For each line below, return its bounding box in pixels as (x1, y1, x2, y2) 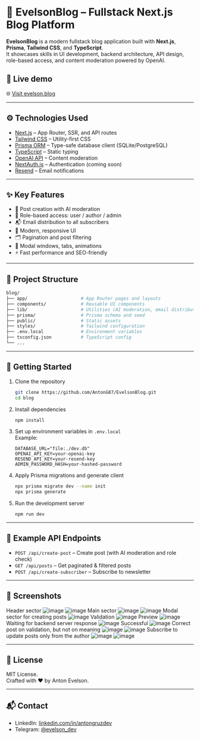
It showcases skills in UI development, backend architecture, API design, (6, 50, 185, 57)
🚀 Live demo (6, 74, 52, 84)
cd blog (14, 395, 34, 401)
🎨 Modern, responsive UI (14, 227, 76, 234)
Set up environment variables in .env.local (14, 428, 121, 435)
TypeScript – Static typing (14, 148, 79, 155)
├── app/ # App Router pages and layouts (6, 296, 161, 302)
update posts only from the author (6, 632, 90, 639)
